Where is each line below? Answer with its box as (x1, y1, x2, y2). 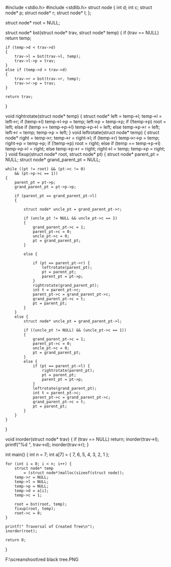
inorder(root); (5, 529, 38, 534)
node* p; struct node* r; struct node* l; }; (5, 10, 92, 16)
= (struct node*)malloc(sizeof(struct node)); (23, 470, 125, 475)
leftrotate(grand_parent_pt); (32, 386, 97, 391)
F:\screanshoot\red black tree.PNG (5, 556, 79, 562)
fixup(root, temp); (14, 506, 56, 511)
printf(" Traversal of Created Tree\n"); (5, 524, 95, 529)
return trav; (5, 94, 33, 99)
